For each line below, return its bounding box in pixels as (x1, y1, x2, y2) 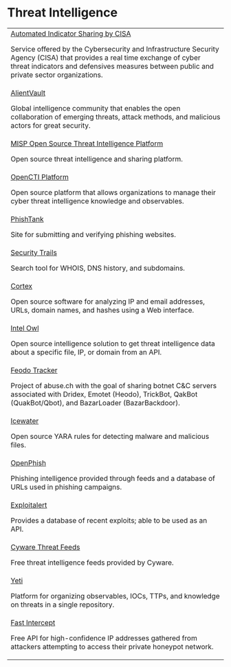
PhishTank (10, 214, 44, 224)
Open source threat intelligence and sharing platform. (10, 154, 184, 163)
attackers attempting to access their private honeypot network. (10, 642, 214, 651)
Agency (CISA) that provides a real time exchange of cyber (10, 53, 201, 63)
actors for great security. (10, 120, 91, 130)
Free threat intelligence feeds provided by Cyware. (10, 558, 174, 567)
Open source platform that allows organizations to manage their (10, 188, 217, 197)
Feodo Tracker (10, 365, 58, 375)
